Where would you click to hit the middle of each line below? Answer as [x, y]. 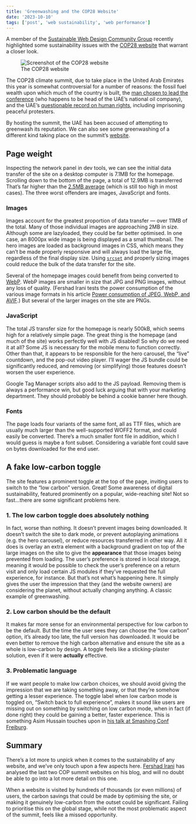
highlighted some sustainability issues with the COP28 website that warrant [97, 45]
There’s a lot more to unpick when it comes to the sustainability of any [90, 760]
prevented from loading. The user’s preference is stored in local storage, [93, 559]
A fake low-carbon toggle [54, 467]
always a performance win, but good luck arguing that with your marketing [96, 390]
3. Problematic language [42, 670]
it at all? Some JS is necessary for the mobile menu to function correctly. [94, 347]
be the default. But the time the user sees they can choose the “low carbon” [97, 631]
